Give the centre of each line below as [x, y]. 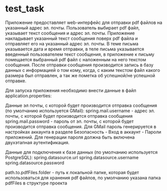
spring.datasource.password [35, 163]
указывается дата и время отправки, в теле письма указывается [75, 49]
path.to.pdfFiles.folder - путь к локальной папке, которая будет [72, 172]
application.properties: [28, 96]
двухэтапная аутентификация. [37, 142]
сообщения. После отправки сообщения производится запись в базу [79, 65]
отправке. [16, 81]
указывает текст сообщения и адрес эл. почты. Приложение [70, 33]
